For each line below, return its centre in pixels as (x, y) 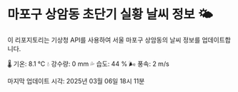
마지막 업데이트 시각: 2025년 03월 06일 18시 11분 (76, 81)
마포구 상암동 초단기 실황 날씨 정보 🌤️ (110, 15)
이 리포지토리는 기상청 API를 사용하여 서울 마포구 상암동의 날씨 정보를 (104, 40)
